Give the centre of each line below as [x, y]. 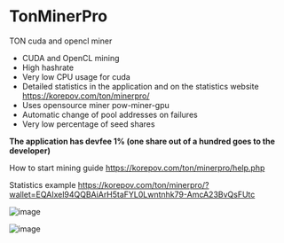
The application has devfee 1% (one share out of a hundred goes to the [142, 141]
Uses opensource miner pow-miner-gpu [96, 105]
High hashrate [47, 67]
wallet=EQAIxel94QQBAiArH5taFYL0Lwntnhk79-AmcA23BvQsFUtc [132, 194]
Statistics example [43, 184]
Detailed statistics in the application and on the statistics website [140, 86]
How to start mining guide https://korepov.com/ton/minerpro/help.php [137, 168]
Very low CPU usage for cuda [76, 76]
